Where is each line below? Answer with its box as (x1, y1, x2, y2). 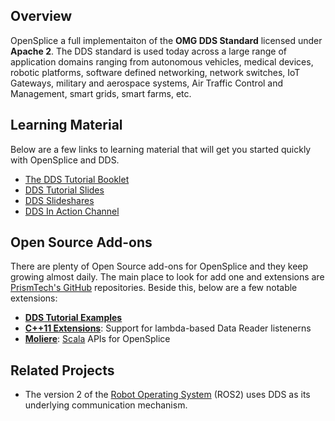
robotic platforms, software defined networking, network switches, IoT (10, 66, 301, 78)
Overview (10, 8, 73, 25)
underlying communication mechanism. (24, 399, 188, 411)
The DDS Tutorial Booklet (24, 173, 130, 185)
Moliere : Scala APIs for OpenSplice (24, 333, 171, 345)
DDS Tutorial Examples (24, 312, 123, 324)
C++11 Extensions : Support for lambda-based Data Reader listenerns (24, 322, 312, 334)
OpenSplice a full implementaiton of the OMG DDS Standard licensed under (10, 34, 323, 46)
